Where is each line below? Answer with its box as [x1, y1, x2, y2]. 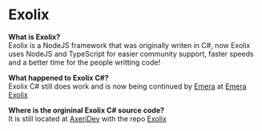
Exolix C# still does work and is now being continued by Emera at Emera [8, 81, 247, 91]
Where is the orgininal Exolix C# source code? [8, 105, 165, 115]
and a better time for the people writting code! [8, 58, 161, 67]
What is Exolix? [8, 32, 61, 42]
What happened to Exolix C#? [8, 73, 109, 82]
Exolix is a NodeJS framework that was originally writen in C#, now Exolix [8, 40, 251, 50]
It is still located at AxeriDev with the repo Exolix [8, 113, 167, 123]
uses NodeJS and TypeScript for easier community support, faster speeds [8, 49, 254, 58]
